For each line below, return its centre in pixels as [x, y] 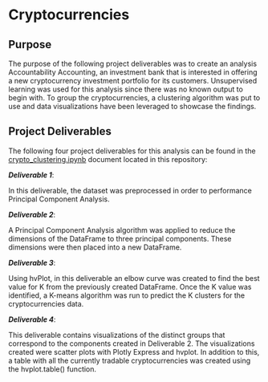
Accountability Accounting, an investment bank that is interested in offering [133, 72]
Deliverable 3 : [32, 262]
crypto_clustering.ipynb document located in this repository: [108, 159]
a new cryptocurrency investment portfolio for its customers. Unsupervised [133, 81]
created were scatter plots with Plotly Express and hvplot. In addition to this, [134, 352]
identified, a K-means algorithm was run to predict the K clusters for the [127, 295]
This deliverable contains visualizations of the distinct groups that [117, 335]
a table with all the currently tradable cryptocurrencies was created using [130, 360]
